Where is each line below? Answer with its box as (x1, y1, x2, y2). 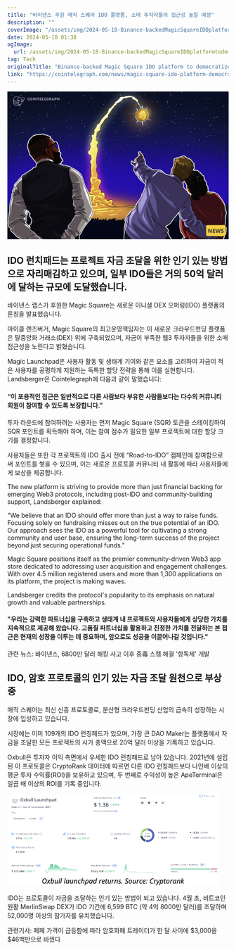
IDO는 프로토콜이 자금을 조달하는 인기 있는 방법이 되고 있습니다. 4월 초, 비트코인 (7, 894, 226, 902)
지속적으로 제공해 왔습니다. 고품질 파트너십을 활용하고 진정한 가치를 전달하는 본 (7, 623, 221, 633)
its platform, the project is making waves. (7, 577, 126, 585)
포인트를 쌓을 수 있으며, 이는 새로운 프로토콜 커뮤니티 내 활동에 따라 (14, 460, 198, 468)
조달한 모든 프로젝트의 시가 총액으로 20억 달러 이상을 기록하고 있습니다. (20, 737, 216, 746)
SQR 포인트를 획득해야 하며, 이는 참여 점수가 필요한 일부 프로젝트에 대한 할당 (7, 426, 216, 436)
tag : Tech (7, 56, 37, 63)
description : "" (7, 18, 55, 26)
